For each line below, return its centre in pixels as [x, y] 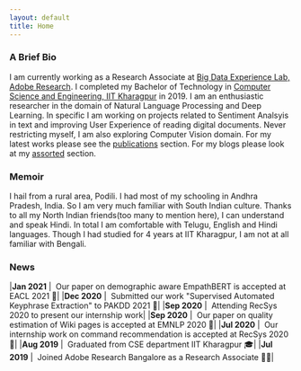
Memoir [27, 176]
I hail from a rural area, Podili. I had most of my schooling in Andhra [134, 196]
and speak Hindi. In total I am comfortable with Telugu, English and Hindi [144, 225]
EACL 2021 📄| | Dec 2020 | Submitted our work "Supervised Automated [142, 296]
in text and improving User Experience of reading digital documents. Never [148, 124]
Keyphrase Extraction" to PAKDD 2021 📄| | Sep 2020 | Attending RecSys [143, 305]
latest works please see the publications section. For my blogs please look [147, 144]
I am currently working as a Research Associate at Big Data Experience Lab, [150, 76]
